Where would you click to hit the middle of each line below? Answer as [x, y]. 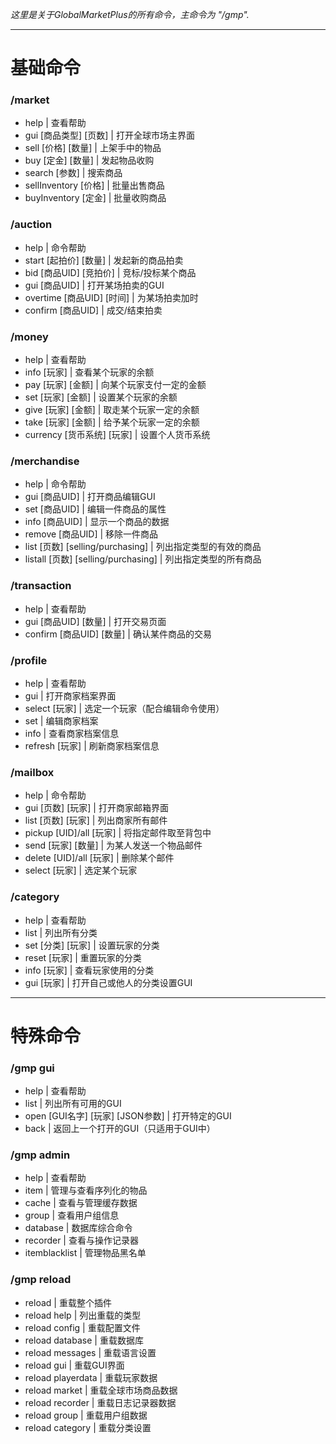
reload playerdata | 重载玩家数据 [91, 1377]
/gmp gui [32, 1068]
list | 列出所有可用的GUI [73, 1104]
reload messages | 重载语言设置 [90, 1352]
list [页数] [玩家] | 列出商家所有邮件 [96, 820]
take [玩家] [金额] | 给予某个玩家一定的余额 [112, 422]
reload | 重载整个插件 [68, 1302]
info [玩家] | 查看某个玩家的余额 [89, 372]
